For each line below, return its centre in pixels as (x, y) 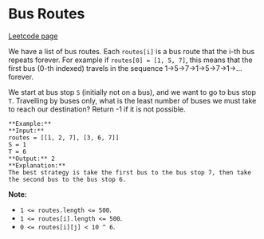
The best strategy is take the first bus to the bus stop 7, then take (130, 172)
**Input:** (26, 131)
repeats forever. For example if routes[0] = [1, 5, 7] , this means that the (130, 60)
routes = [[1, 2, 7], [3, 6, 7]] (64, 137)
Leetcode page (33, 36)
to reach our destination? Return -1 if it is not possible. (97, 109)
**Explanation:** (37, 165)
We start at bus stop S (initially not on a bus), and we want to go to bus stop (132, 92)
